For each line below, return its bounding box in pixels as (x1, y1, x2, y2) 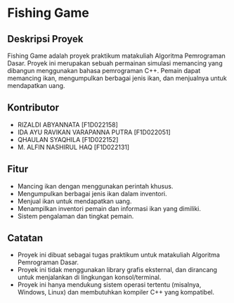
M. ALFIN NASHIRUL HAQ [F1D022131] (17, 143, 130, 151)
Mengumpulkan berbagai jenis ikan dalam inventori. (17, 189, 167, 198)
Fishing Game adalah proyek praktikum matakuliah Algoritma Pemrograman (7, 51, 226, 60)
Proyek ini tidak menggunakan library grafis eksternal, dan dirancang (17, 266, 218, 274)
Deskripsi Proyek (7, 33, 84, 45)
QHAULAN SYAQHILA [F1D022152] (17, 135, 119, 143)
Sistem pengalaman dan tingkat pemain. (17, 212, 134, 220)
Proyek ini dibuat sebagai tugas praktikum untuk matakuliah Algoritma (17, 251, 220, 259)
